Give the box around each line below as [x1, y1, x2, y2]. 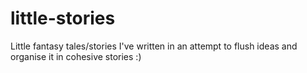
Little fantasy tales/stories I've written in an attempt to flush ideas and [10, 40, 298, 52]
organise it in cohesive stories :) [10, 50, 142, 62]
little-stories [10, 7, 116, 30]
